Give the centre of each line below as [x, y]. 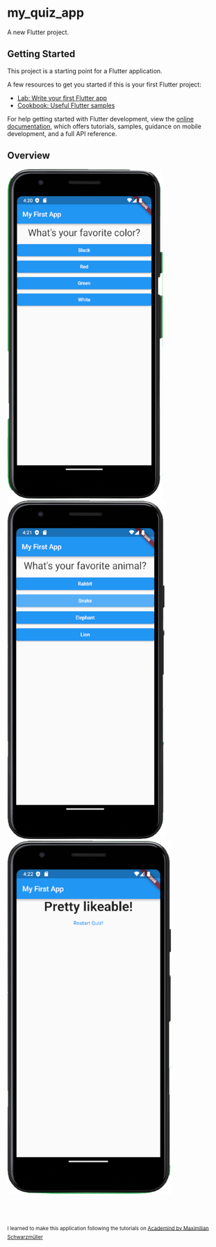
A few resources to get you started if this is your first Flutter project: [104, 84]
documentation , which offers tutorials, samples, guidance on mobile [104, 126]
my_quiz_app [46, 13]
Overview [29, 156]
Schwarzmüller [25, 1237]
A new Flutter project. [38, 32]
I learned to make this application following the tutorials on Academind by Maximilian [108, 1228]
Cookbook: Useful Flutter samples [66, 105]
